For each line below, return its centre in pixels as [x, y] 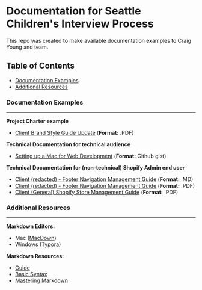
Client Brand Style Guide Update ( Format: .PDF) [74, 133]
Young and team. [27, 47]
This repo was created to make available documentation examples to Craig [99, 40]
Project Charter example [38, 121]
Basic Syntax [31, 274]
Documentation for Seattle [74, 11]
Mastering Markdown [41, 280]
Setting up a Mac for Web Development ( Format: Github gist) [90, 156]
